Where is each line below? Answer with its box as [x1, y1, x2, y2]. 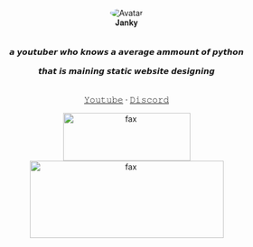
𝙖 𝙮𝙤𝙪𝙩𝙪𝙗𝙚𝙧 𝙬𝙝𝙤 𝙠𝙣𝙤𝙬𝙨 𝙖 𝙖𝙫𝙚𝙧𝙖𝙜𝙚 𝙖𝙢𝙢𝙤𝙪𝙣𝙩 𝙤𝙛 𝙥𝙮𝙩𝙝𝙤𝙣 [9, 47, 244, 57]
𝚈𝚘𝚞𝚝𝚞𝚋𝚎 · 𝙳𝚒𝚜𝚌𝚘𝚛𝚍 [83, 95, 170, 105]
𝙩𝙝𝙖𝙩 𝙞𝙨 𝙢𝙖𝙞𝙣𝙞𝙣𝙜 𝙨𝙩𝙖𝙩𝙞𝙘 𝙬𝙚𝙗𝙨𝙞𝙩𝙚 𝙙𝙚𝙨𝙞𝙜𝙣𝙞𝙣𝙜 [37, 66, 216, 76]
